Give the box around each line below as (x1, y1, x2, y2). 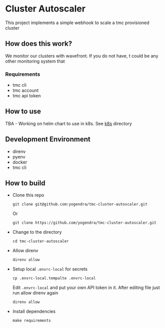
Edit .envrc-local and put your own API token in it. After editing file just (12, 284, 160, 291)
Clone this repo (12, 192, 44, 198)
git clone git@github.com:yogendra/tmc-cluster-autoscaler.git (12, 202, 148, 207)
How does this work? (5, 40, 72, 48)
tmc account (12, 87, 39, 93)
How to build (5, 179, 46, 188)
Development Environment (5, 135, 91, 143)
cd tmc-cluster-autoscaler (12, 239, 69, 244)
